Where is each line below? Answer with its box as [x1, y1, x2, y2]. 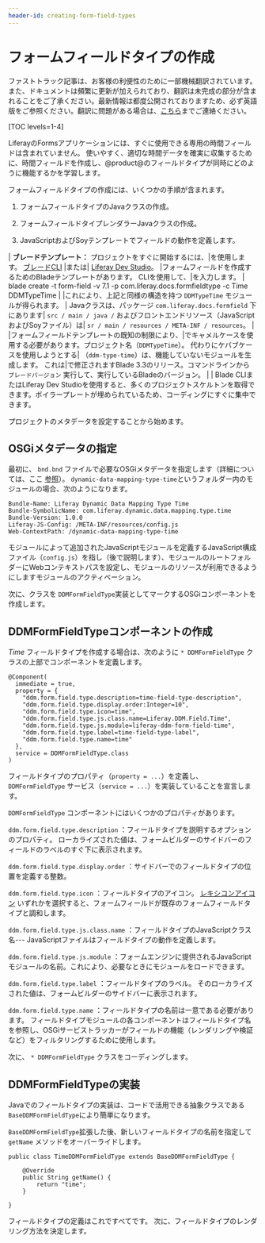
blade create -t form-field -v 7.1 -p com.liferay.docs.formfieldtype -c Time [8, 281, 248, 291]
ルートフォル [209, 552, 252, 562]
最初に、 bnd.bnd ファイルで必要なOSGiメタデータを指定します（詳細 [8, 464, 234, 474]
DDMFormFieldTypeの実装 [8, 1077, 140, 1091]
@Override [22, 1167, 55, 1175]
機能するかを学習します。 [21, 167, 105, 177]
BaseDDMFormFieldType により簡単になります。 [8, 1110, 155, 1119]
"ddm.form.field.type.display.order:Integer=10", [22, 701, 190, 709]
